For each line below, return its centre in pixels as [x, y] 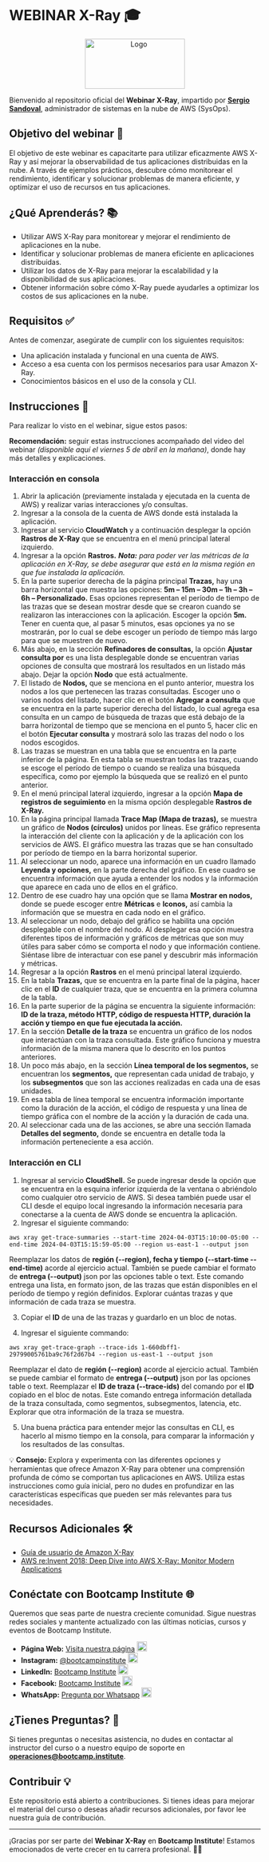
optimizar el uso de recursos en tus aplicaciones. [90, 187]
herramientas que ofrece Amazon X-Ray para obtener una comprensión [127, 1468]
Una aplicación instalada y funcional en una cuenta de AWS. [119, 356]
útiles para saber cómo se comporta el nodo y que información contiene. [140, 947]
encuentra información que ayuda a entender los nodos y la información [139, 879]
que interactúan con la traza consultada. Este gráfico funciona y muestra [140, 1040]
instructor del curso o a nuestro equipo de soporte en [97, 1748]
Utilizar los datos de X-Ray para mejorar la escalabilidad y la [119, 270]
